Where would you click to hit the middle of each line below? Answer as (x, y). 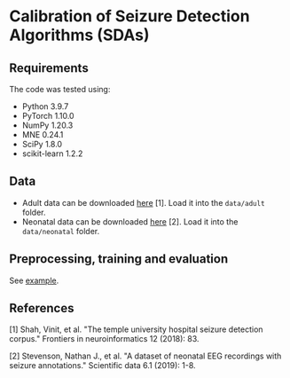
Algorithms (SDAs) (79, 35)
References (42, 308)
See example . (34, 280)
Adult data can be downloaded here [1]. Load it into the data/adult (143, 202)
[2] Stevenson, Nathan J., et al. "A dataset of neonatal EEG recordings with (145, 356)
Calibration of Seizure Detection (129, 16)
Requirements (49, 68)
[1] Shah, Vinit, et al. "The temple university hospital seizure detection (136, 329)
